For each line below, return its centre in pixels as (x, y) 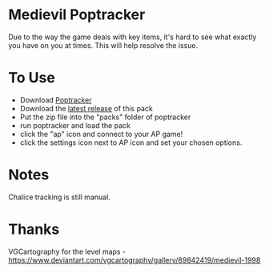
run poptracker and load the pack (75, 125)
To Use (32, 78)
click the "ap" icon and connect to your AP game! (101, 134)
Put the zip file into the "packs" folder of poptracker (105, 117)
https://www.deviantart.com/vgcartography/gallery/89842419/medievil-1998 (134, 260)
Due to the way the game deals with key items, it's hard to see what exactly (132, 37)
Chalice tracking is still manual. (59, 197)
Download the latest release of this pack (86, 108)
